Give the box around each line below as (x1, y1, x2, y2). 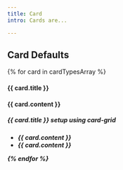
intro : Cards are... (7, 17, 68, 24)
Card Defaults (7, 48, 70, 60)
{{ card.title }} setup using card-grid (7, 116, 116, 124)
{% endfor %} (7, 155, 49, 163)
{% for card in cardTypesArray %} (7, 67, 107, 76)
